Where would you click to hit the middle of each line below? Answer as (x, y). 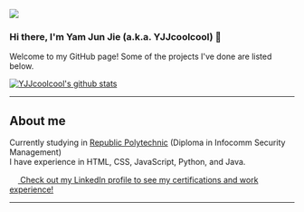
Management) (35, 152)
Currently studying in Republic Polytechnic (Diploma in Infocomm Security (147, 143)
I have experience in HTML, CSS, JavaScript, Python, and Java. (128, 162)
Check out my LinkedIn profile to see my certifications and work (139, 180)
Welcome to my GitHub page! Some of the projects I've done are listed (141, 57)
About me (38, 121)
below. (22, 66)
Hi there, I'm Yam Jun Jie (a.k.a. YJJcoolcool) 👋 (115, 36)
